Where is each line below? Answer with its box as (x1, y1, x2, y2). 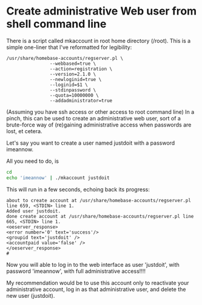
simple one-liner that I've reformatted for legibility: (6, 44, 132, 51)
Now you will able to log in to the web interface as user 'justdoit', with (6, 261, 180, 268)
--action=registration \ (49, 65, 113, 72)
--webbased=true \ (49, 61, 96, 67)
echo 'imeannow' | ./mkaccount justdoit (6, 174, 110, 181)
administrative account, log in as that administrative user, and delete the (6, 286, 186, 293)
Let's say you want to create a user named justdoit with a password (6, 139, 175, 146)
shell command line (6, 17, 107, 31)
